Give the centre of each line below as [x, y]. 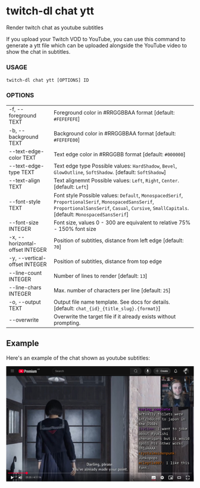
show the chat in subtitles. [38, 51]
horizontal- [23, 243]
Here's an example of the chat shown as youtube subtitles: [78, 358]
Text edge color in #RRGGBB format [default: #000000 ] [119, 155]
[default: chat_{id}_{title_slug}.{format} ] [107, 308]
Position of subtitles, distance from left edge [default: [118, 240]
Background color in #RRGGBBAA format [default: [115, 134]
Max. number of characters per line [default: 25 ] [112, 291]
